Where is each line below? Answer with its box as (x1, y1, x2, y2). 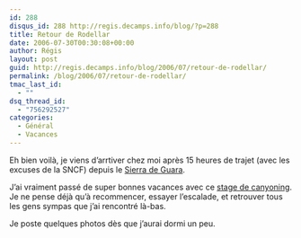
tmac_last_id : (9, 80, 63, 89)
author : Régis (9, 47, 63, 56)
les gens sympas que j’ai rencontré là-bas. (9, 200, 166, 211)
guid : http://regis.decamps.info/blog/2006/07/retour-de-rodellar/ (9, 64, 268, 73)
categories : (9, 113, 54, 122)
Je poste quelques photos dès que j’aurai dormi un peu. (9, 217, 216, 229)
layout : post (9, 55, 58, 64)
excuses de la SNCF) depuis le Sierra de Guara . (9, 163, 186, 175)
